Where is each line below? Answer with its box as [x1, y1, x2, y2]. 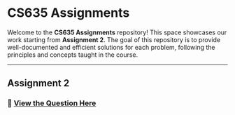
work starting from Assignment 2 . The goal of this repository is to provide [7, 35, 221, 43]
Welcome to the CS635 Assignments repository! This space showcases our [7, 28, 227, 36]
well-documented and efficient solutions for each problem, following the [7, 43, 215, 51]
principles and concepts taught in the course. [7, 50, 138, 59]
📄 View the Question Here [7, 98, 97, 108]
